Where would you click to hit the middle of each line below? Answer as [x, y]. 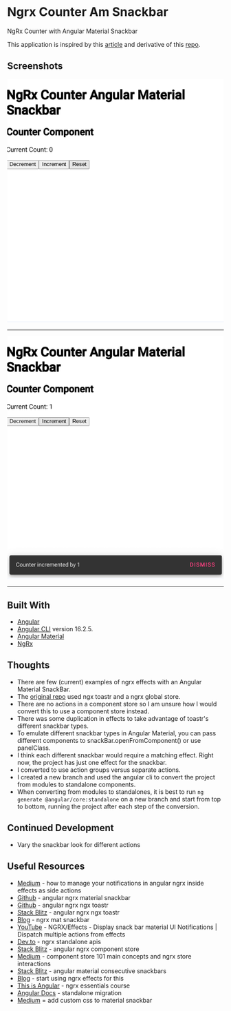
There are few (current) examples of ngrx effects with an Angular [109, 682]
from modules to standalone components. [76, 784]
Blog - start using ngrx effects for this [70, 978]
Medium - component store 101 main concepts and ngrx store [104, 956]
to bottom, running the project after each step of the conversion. [108, 806]
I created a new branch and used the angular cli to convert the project [116, 777]
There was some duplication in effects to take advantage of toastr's [113, 718]
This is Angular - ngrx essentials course [74, 986]
